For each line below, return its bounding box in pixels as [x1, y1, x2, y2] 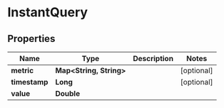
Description [133, 54, 173, 63]
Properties [7, 33, 56, 45]
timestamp [11, 77, 49, 87]
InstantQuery [7, 4, 88, 21]
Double [55, 89, 81, 98]
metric [11, 65, 34, 75]
